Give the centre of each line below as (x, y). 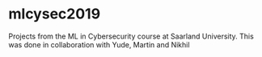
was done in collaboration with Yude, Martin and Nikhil (99, 44)
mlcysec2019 (55, 14)
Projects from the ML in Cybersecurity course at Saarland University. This (131, 36)
